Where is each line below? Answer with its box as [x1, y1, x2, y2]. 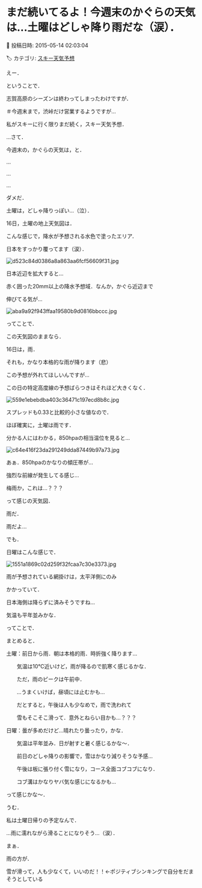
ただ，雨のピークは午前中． [16, 675, 85, 682]
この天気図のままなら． [6, 332, 64, 340]
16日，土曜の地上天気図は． [6, 220, 75, 227]
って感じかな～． [6, 791, 49, 798]
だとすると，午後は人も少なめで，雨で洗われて [16, 701, 132, 708]
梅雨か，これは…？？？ [6, 484, 64, 492]
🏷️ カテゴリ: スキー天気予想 [6, 54, 75, 62]
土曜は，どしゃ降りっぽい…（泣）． [6, 206, 93, 214]
